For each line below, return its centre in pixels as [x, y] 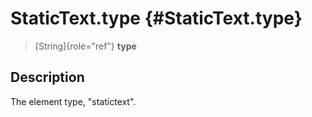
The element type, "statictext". [73, 101]
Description [47, 77]
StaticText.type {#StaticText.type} [156, 18]
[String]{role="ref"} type [85, 46]
